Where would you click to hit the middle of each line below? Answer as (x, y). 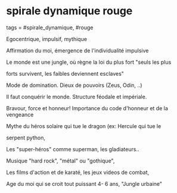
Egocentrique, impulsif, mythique (47, 39)
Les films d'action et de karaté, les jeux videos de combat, (78, 172)
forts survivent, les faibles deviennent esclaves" (65, 73)
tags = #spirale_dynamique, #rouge (50, 27)
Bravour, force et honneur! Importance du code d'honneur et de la (87, 108)
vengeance (20, 114)
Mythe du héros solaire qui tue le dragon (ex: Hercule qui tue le (84, 126)
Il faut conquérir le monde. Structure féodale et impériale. (77, 96)
